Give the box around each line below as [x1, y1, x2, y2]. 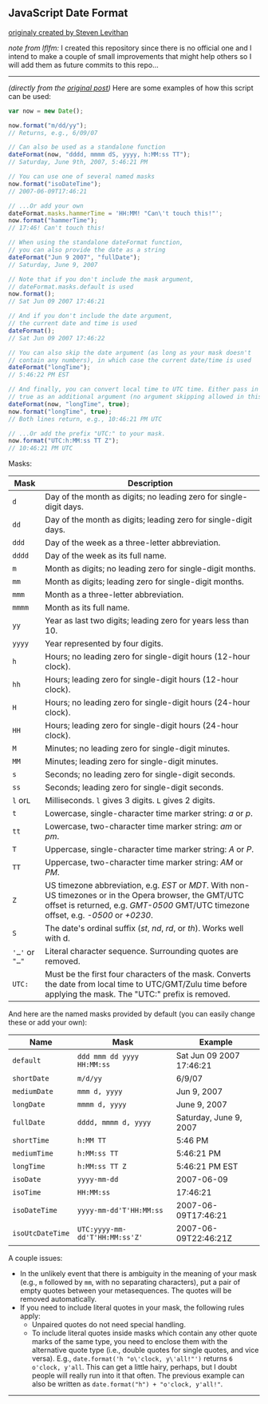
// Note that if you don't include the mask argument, [8, 275, 195, 283]
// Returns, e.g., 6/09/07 [8, 129, 98, 137]
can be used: [8, 91, 52, 101]
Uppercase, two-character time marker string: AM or [45, 857, 243, 868]
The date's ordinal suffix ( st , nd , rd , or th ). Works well [45, 923, 244, 934]
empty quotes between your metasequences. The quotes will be [19, 1286, 232, 1295]
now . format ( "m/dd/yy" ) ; [8, 121, 88, 129]
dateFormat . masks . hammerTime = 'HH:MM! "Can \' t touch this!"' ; [8, 209, 223, 217]
